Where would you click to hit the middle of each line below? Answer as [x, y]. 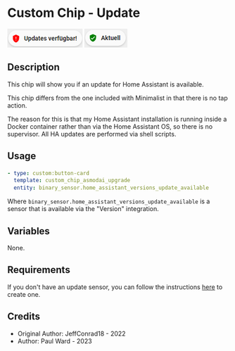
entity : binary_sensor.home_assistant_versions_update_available [112, 188]
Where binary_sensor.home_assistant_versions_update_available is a [109, 201]
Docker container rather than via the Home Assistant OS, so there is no [110, 126]
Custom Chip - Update [74, 13]
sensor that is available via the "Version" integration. [83, 209]
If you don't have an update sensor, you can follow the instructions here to [115, 287]
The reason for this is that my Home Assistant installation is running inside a [117, 119]
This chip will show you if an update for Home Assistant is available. [106, 84]
